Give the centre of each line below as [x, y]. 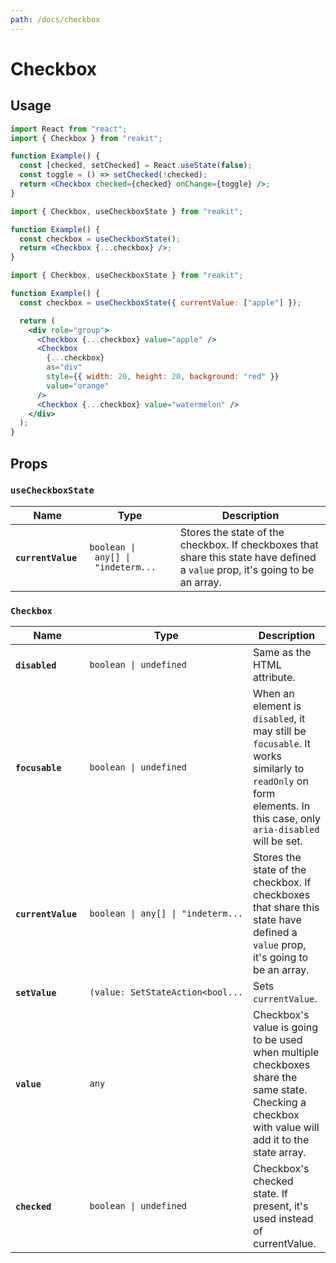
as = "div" [64, 367]
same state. [280, 1090]
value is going [286, 1028]
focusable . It [282, 744]
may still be [280, 731]
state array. [280, 1153]
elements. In [282, 806]
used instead [283, 1219]
